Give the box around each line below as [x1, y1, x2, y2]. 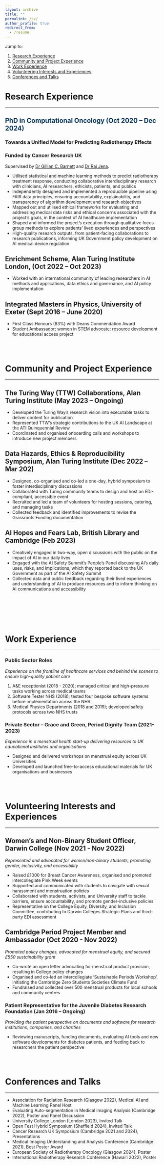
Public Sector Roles [5, 657, 52, 664]
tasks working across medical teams [12, 688, 86, 694]
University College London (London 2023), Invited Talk [12, 1117, 123, 1124]
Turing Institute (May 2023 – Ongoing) [5, 396, 123, 405]
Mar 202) [5, 465, 34, 474]
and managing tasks [12, 504, 53, 510]
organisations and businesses [12, 769, 72, 775]
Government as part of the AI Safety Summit [12, 570, 102, 576]
